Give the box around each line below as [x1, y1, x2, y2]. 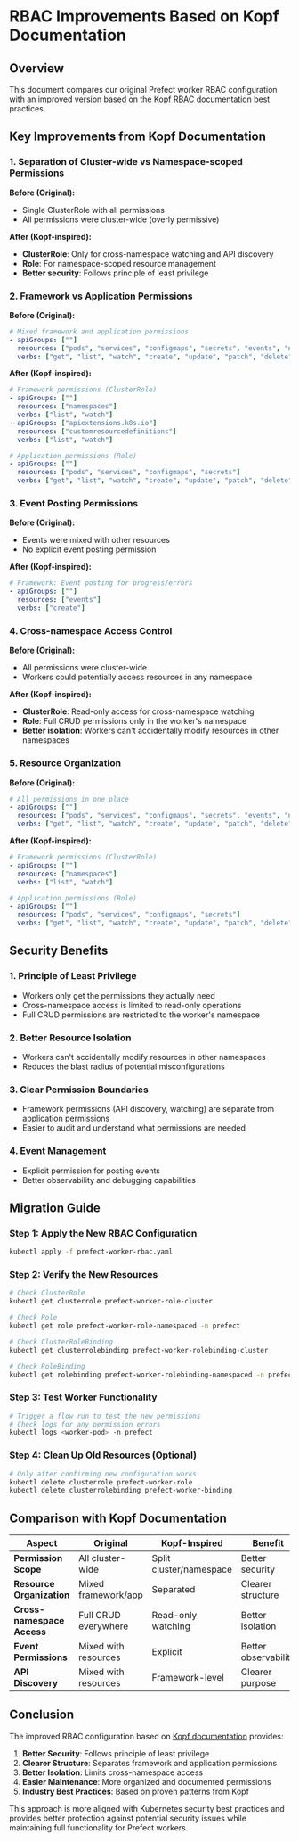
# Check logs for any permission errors [9, 1419, 162, 1428]
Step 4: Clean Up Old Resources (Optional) [9, 1449, 198, 1461]
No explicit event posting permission [21, 544, 157, 555]
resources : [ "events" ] [17, 596, 101, 604]
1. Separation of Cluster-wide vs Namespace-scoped [9, 156, 243, 169]
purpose [240, 1677, 277, 1690]
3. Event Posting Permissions [9, 498, 139, 510]
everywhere [78, 1620, 129, 1632]
